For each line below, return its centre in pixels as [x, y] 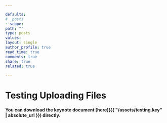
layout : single [21, 43]
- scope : [14, 24]
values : [13, 38]
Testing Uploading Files [56, 95]
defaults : [16, 14]
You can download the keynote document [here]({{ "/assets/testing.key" [84, 110]
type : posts [18, 33]
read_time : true [22, 52]
